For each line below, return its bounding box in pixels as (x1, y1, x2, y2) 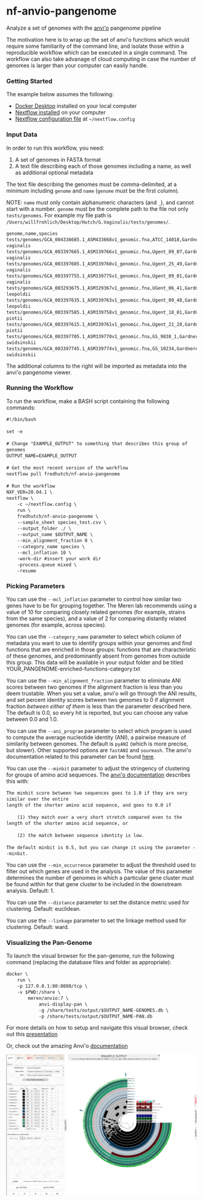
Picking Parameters (6, 581, 65, 590)
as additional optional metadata (14, 168, 94, 176)
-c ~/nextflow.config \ (17, 501, 77, 507)
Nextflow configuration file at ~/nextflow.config (14, 115, 135, 122)
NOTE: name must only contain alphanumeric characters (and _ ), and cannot (6, 199, 195, 206)
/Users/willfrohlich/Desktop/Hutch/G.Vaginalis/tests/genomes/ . (6, 218, 170, 225)
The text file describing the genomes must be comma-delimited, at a (6, 180, 177, 188)
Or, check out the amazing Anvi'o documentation (6, 1042, 128, 1050)
